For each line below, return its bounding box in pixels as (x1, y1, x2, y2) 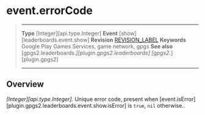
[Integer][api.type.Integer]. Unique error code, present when (6, 95, 159, 103)
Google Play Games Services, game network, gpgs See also (21, 42, 173, 50)
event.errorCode (6, 4, 93, 18)
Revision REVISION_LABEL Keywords (90, 36, 186, 43)
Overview (6, 79, 45, 89)
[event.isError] (159, 95, 196, 103)
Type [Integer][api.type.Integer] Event (21, 29, 118, 37)
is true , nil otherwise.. (128, 102, 185, 109)
